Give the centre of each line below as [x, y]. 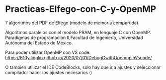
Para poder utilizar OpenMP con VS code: [48, 52]
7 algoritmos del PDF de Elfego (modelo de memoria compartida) [72, 23]
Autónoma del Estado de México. [39, 42]
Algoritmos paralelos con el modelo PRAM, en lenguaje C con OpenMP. [78, 32]
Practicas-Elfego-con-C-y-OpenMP [81, 9]
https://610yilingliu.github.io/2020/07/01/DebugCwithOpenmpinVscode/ [79, 57]
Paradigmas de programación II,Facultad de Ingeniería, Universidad [74, 38]
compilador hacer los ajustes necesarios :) [49, 72]
